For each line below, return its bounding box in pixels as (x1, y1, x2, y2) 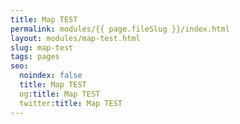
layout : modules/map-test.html (10, 33, 141, 43)
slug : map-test (10, 42, 74, 53)
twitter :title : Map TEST (19, 98, 123, 108)
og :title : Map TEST (19, 89, 101, 99)
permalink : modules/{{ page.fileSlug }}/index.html (10, 24, 230, 34)
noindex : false (19, 71, 83, 81)
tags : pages (10, 52, 60, 62)
